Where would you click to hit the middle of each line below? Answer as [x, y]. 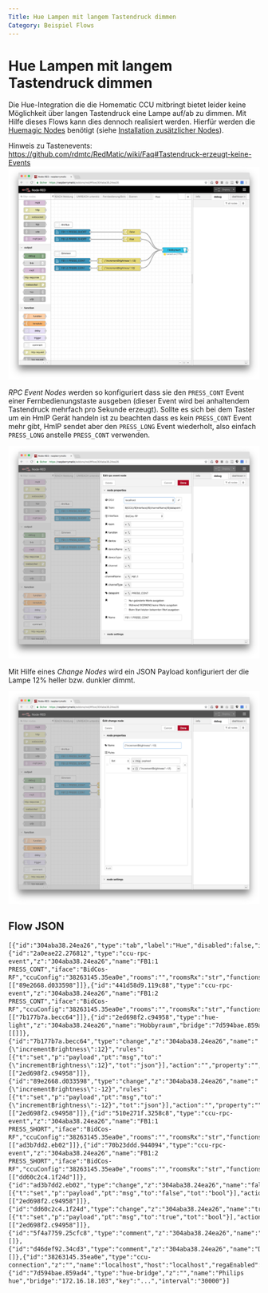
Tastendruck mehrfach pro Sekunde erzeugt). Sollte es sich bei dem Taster [132, 410]
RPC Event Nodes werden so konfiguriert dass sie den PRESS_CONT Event [126, 392]
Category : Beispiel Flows [51, 25]
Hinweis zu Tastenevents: [51, 146]
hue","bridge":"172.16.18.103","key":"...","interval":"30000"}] [119, 1281]
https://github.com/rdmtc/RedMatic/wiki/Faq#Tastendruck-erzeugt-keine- [130, 154]
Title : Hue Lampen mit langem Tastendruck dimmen [93, 17]
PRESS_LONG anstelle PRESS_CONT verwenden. [79, 435]
